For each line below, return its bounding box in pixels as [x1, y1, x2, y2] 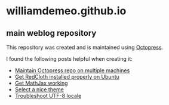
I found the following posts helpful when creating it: [6, 55, 133, 62]
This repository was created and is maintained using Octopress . [6, 44, 164, 51]
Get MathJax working [14, 79, 68, 87]
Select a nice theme [14, 86, 64, 93]
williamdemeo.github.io [6, 4, 127, 18]
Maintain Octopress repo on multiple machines [14, 67, 130, 74]
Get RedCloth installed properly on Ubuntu [14, 73, 119, 80]
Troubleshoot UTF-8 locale [14, 92, 82, 99]
